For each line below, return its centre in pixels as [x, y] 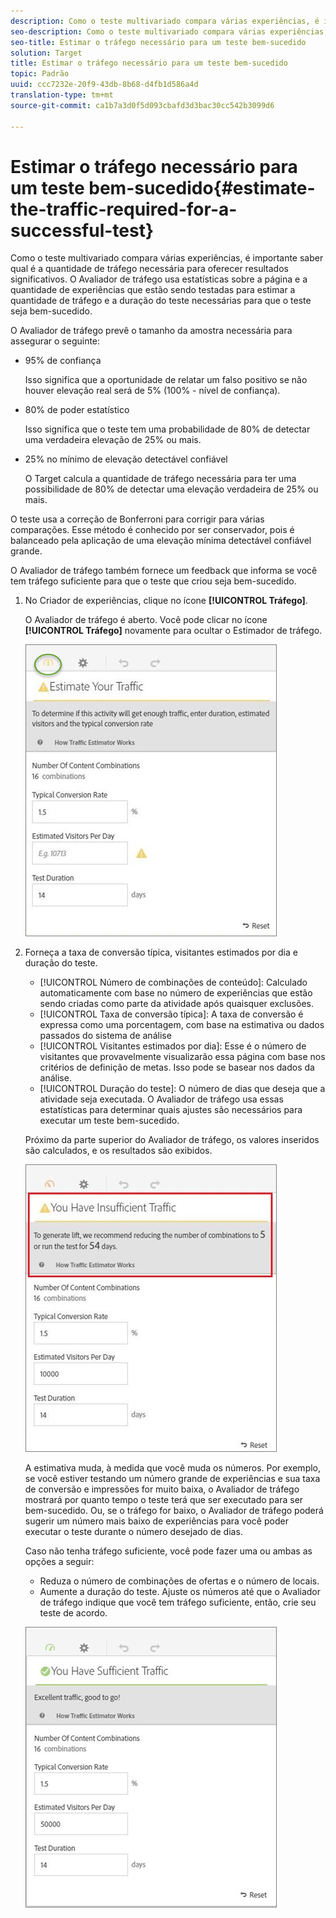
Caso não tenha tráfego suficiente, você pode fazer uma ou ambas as [168, 1551]
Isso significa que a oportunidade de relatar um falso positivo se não [166, 380]
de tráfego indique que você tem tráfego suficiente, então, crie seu [178, 1602]
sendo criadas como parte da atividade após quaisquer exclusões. [176, 1004]
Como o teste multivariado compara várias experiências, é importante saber [167, 258]
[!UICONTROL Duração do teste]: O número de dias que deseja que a [182, 1089]
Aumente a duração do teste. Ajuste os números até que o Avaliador [180, 1592]
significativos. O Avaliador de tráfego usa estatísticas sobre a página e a [159, 279]
